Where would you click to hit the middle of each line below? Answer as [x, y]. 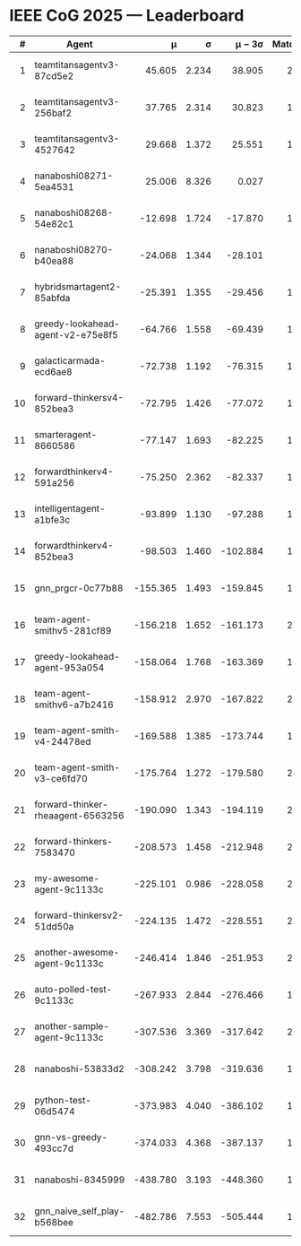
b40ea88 [54, 261]
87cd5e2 [54, 75]
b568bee [54, 1222]
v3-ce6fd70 [61, 778]
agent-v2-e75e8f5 [76, 334]
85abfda [52, 298]
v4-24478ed [63, 741]
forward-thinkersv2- [79, 915]
